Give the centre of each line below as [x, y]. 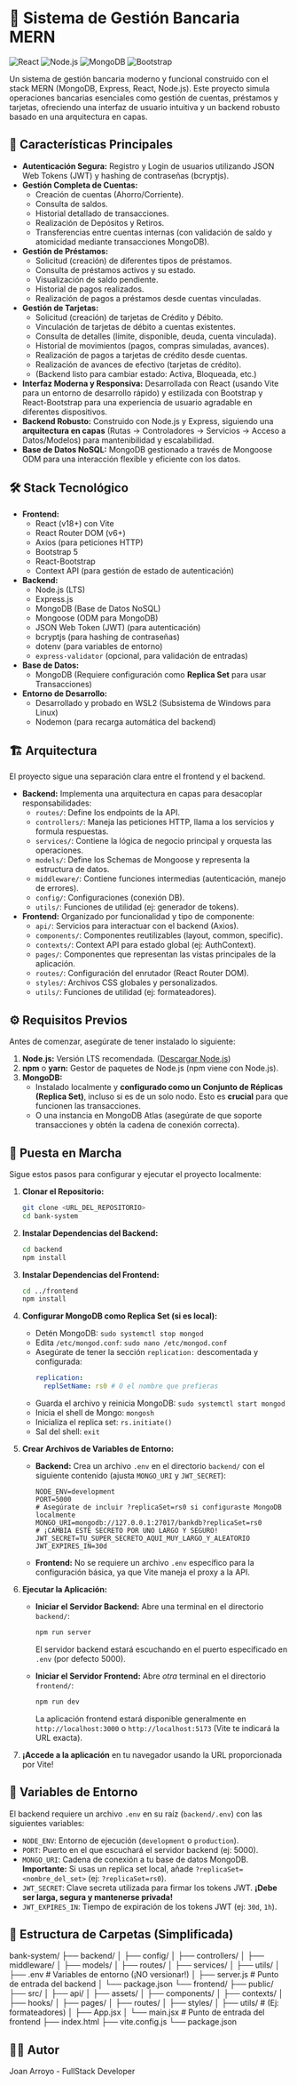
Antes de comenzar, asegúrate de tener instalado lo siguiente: [123, 1042]
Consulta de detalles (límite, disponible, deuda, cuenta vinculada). [156, 336]
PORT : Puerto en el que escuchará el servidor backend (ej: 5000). [140, 1849]
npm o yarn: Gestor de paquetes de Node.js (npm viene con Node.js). [150, 1068]
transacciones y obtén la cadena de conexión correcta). [137, 1125]
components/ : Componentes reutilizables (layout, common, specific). [159, 935]
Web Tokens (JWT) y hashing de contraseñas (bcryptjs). [125, 175]
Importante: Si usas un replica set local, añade [107, 1868]
